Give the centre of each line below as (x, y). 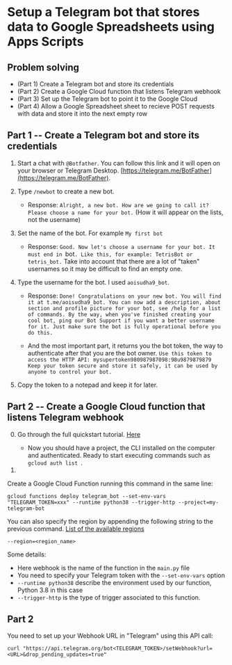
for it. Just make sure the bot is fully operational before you (124, 327)
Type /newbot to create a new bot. (66, 191)
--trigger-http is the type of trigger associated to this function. (109, 597)
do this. (40, 332)
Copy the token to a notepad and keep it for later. (88, 385)
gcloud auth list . (55, 463)
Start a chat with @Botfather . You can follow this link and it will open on (119, 163)
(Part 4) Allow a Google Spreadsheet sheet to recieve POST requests (116, 106)
